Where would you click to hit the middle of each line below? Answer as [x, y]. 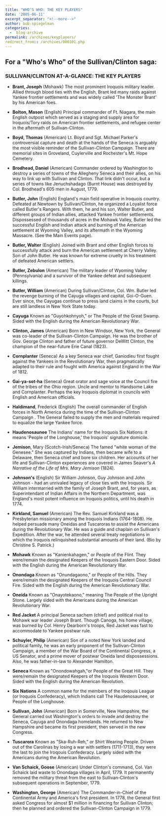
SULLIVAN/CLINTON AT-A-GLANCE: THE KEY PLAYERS [73, 76]
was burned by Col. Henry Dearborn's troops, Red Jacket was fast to [83, 625]
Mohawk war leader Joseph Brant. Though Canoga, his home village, [83, 620]
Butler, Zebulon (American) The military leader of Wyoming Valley [80, 271]
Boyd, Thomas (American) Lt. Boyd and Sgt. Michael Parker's [75, 138]
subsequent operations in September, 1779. [56, 783]
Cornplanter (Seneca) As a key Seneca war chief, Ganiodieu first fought [86, 356]
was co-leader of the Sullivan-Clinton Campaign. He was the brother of [85, 336]
